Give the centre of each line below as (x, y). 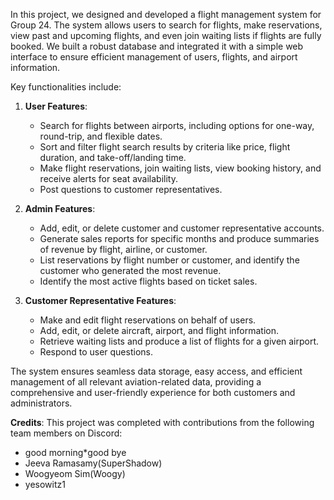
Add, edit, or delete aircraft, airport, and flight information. (159, 330)
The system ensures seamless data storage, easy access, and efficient (156, 371)
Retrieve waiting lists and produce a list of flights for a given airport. (179, 341)
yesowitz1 (45, 484)
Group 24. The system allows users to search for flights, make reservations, (166, 25)
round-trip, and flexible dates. (101, 136)
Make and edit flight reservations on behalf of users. (148, 320)
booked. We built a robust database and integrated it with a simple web (157, 46)
